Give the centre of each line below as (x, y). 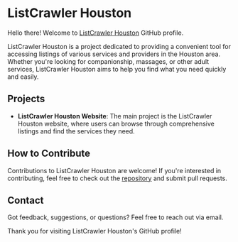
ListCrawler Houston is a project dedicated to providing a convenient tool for (119, 46)
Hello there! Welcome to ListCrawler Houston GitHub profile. (96, 33)
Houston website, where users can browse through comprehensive (116, 123)
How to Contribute (49, 154)
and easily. (23, 77)
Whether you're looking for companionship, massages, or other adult (108, 61)
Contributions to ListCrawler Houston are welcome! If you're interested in (114, 170)
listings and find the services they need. (76, 131)
